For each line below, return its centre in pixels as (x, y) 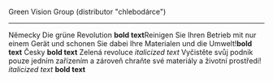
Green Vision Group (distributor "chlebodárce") (87, 12)
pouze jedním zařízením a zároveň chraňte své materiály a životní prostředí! (135, 61)
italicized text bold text (47, 69)
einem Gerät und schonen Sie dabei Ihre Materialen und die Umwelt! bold (130, 43)
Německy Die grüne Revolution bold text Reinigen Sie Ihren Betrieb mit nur (132, 35)
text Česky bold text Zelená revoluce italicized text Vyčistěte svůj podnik (131, 52)
